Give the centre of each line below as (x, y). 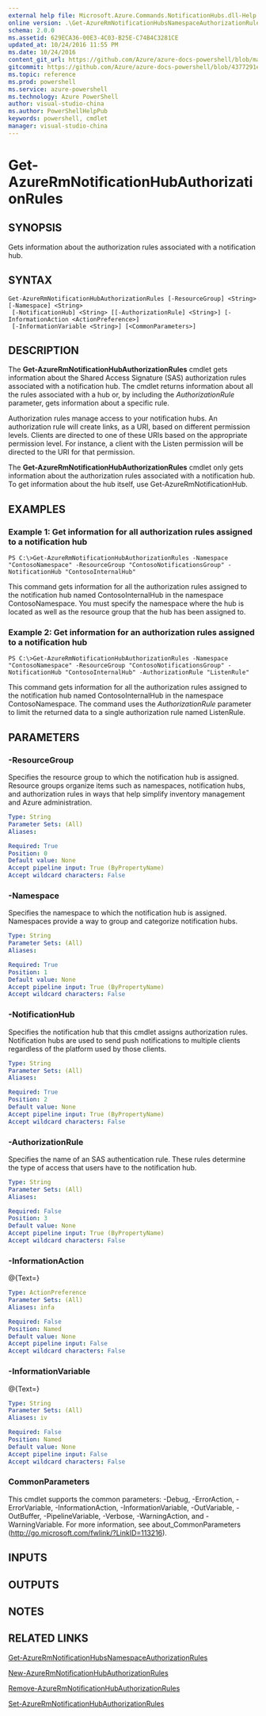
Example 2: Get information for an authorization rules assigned (131, 632)
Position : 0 (28, 853)
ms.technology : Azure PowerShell (63, 97)
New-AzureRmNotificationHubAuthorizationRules (88, 1672)
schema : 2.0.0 (32, 30)
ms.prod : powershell (42, 82)
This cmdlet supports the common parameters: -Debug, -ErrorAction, (122, 1499)
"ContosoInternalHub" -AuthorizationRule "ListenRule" (157, 673)
